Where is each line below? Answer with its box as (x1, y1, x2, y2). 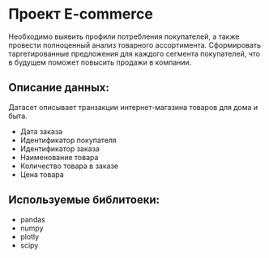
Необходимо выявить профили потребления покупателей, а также (8, 32, 240, 41)
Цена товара (19, 169, 65, 179)
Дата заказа (19, 126, 63, 136)
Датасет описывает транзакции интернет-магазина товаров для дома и (8, 102, 258, 112)
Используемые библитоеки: (8, 193, 160, 207)
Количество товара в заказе (19, 161, 119, 171)
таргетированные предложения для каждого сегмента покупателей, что (8, 49, 261, 58)
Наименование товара (19, 152, 99, 162)
